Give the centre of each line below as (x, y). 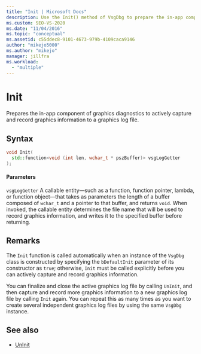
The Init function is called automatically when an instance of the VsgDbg (95, 255)
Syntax (20, 138)
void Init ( (20, 152)
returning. (19, 222)
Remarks (23, 241)
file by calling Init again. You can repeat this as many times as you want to (99, 298)
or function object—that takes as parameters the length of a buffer (88, 196)
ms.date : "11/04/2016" (34, 28)
